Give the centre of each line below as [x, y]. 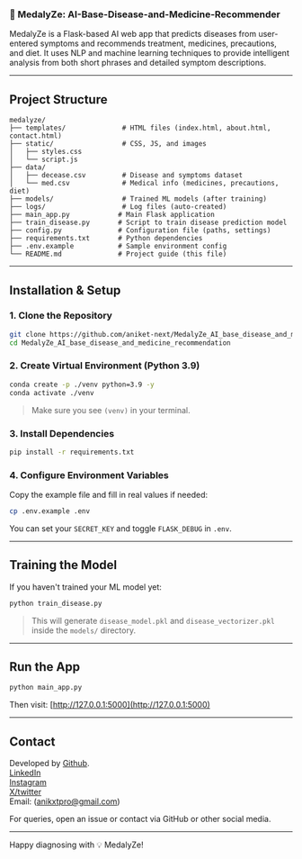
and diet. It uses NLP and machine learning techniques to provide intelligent [149, 53]
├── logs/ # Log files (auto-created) [118, 207]
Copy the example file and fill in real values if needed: [109, 495]
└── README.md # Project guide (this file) [118, 254]
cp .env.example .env [50, 511]
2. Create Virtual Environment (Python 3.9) [105, 366]
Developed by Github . [49, 764]
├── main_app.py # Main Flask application [112, 215]
